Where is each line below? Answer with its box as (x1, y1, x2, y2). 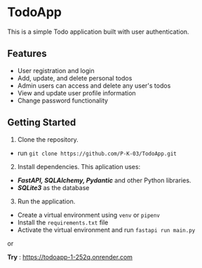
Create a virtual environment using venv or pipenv (17, 210, 160, 219)
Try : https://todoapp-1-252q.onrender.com (7, 253, 133, 261)
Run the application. (17, 197, 76, 206)
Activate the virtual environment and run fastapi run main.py (17, 225, 196, 234)
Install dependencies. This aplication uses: (17, 162, 141, 170)
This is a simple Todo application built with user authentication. (7, 27, 189, 36)
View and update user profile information (17, 88, 136, 97)
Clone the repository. (17, 135, 79, 144)
